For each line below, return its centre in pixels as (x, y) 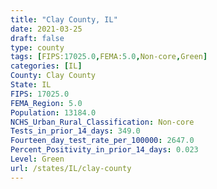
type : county (37, 47)
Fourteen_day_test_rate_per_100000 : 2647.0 (102, 141)
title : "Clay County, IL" (64, 19)
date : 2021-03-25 (46, 29)
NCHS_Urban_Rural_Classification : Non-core (102, 122)
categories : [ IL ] (46, 66)
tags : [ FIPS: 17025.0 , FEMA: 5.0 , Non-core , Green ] (109, 57)
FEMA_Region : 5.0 (46, 103)
